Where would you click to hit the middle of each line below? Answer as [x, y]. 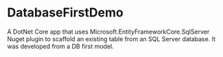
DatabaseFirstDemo [65, 13]
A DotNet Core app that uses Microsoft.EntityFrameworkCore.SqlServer [108, 32]
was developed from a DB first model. [61, 46]
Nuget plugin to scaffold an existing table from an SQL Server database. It [111, 38]
